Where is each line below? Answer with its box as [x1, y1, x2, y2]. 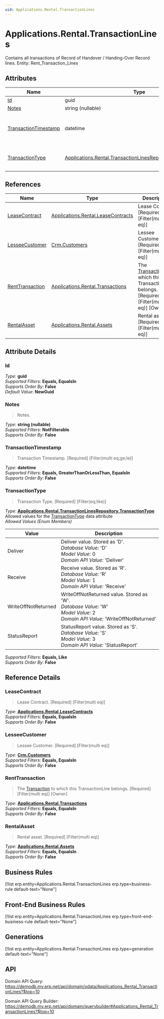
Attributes [5, 74, 37, 82]
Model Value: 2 [61, 609, 96, 616]
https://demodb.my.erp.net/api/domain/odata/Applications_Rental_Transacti [5, 983, 158, 989]
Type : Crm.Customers [5, 752, 51, 758]
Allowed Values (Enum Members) [5, 518, 72, 524]
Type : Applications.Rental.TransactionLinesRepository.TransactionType [5, 508, 155, 514]
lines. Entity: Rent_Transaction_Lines [5, 60, 78, 66]
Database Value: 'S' [61, 629, 106, 636]
